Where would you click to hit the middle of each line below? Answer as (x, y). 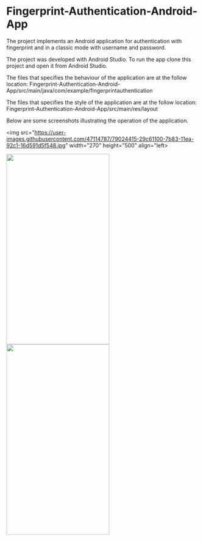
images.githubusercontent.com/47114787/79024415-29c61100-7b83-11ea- (100, 139)
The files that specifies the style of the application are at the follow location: (101, 102)
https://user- (50, 132)
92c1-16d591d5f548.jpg (36, 145)
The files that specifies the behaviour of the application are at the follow (97, 77)
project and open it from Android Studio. (57, 66)
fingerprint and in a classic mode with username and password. (86, 48)
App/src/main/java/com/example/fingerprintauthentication (80, 90)
